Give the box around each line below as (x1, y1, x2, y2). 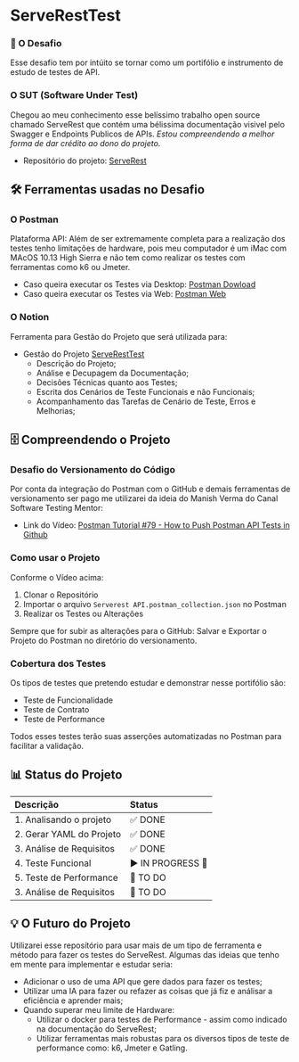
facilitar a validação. (10, 741, 84, 752)
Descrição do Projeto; (36, 358, 117, 368)
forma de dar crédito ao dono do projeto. (10, 137, 161, 148)
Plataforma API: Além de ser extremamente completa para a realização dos (10, 234, 286, 244)
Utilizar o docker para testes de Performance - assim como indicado (36, 1014, 287, 1025)
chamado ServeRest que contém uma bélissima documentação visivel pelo (10, 119, 286, 129)
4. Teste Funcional (14, 857, 92, 869)
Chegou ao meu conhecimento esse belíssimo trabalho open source (10, 109, 261, 120)
